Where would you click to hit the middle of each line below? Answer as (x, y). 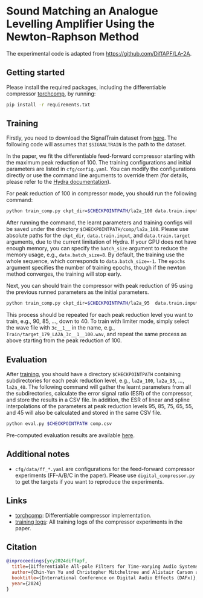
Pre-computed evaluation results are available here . (70, 435)
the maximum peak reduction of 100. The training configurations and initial (99, 163)
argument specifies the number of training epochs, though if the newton (96, 268)
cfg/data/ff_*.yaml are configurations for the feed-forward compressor (105, 469)
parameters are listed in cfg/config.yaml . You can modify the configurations (101, 169)
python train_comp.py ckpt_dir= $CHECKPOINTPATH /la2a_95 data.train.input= (104, 304)
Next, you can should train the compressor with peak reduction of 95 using (100, 286)
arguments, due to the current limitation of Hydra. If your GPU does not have (101, 242)
